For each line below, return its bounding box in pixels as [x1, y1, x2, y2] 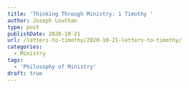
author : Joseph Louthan [7, 17, 78, 24]
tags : [7, 57, 23, 64]
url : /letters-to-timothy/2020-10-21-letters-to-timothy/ [7, 37, 182, 44]
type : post [7, 23, 40, 31]
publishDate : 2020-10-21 [7, 30, 81, 38]
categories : [7, 43, 42, 50]
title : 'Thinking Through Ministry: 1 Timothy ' [7, 10, 154, 18]
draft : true [7, 70, 42, 77]
